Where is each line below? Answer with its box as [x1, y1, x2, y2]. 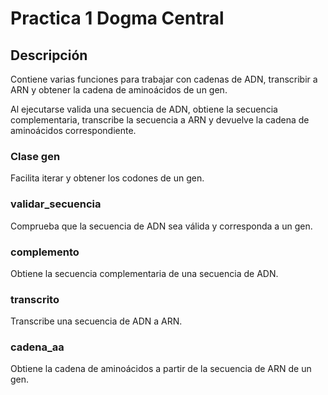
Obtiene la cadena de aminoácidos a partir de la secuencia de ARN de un [10, 363, 312, 375]
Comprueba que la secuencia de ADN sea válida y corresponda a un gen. [10, 220, 313, 232]
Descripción [10, 47, 88, 64]
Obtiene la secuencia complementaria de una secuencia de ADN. [10, 267, 279, 279]
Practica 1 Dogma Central [10, 7, 225, 30]
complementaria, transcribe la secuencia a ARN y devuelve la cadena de [10, 114, 310, 126]
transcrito [10, 292, 60, 306]
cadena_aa [10, 340, 65, 354]
